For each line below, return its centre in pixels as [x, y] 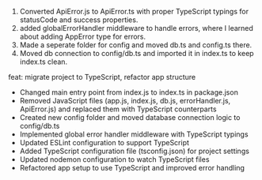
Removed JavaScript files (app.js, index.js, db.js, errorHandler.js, [125, 101]
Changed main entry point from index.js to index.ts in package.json [129, 92]
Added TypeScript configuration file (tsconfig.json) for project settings [134, 151]
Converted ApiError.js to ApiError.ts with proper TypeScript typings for [134, 11]
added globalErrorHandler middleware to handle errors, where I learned [136, 28]
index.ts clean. [44, 62]
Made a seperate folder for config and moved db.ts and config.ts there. [136, 45]
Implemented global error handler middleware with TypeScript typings [134, 134]
